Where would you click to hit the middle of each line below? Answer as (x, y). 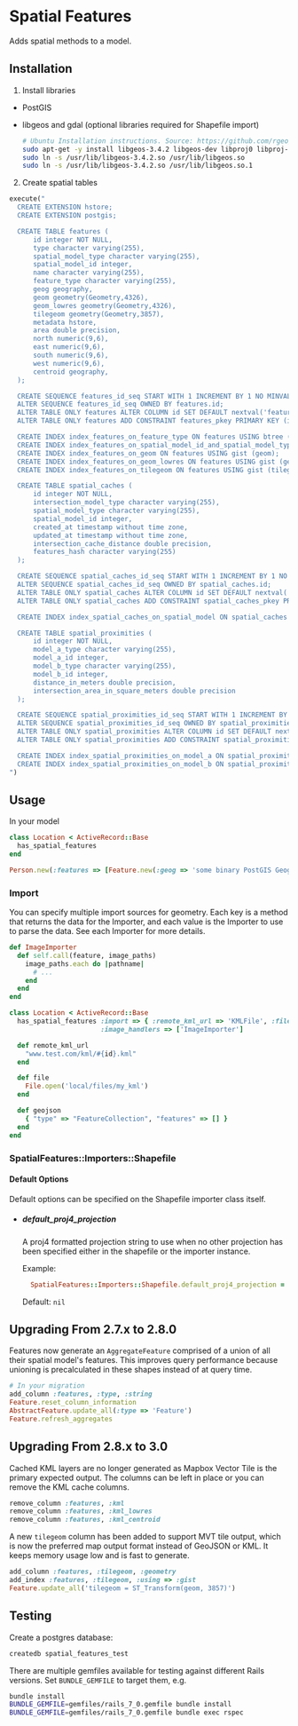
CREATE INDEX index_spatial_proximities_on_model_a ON (121, 756)
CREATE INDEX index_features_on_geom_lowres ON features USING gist (146, 462)
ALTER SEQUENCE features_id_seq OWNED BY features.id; (121, 404)
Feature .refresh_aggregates (61, 1419)
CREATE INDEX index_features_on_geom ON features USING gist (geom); (148, 453)
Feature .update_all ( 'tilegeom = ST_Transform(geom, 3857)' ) (123, 1588)
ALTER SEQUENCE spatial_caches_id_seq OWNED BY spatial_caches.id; (145, 584)
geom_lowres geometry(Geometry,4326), (104, 305)
